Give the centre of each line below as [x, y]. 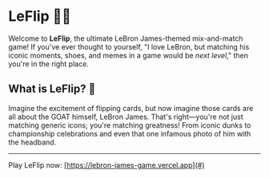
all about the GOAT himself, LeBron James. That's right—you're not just [126, 117]
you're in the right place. [49, 64]
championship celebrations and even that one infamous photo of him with [130, 133]
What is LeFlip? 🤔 [52, 89]
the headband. [32, 142]
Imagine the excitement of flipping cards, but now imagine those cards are [131, 108]
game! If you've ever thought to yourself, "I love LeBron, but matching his [129, 46]
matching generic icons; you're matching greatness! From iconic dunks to [130, 125]
